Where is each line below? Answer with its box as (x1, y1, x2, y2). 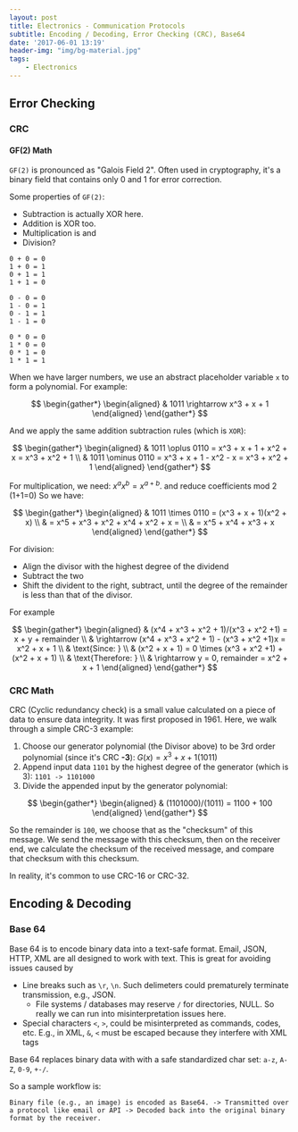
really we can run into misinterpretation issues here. (35, 1008, 227, 1019)
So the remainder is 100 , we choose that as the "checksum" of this (9, 825, 253, 835)
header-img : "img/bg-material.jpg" (9, 46, 142, 55)
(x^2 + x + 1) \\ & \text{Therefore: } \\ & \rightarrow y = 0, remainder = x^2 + (12, 653, 288, 664)
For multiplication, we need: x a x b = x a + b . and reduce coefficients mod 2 (9, 479, 277, 491)
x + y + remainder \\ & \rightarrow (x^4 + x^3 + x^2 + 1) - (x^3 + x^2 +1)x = (13, 633, 286, 644)
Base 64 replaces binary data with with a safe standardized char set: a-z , (9, 1053, 278, 1064)
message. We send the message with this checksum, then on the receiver (9, 834, 281, 844)
